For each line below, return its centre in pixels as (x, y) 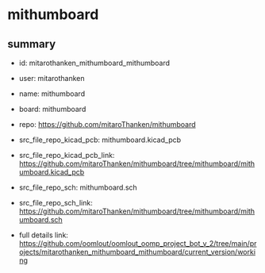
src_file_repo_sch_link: (56, 203)
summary (32, 44)
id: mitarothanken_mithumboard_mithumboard (94, 63)
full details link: (44, 235)
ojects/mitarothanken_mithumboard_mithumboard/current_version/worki (137, 252)
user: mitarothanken (52, 78)
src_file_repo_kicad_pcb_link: (67, 155)
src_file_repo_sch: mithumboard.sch (78, 187)
